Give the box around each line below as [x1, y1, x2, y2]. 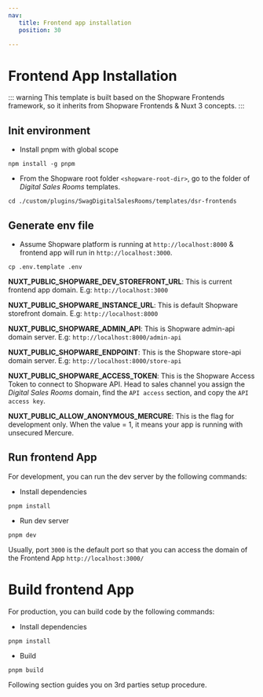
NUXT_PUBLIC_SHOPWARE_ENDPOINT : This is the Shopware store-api [8, 347, 242, 357]
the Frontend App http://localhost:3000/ [8, 553, 144, 563]
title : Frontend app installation [18, 19, 132, 27]
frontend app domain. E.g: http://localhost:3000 [8, 284, 169, 295]
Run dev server [19, 515, 69, 525]
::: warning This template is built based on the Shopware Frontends [8, 93, 225, 102]
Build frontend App [8, 581, 135, 598]
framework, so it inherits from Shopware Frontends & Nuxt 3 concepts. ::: [8, 101, 245, 111]
